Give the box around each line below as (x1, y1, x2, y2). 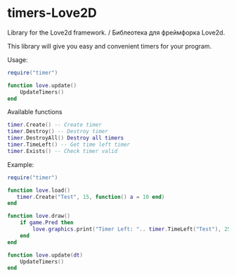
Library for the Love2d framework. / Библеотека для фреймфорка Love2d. (7, 28, 225, 37)
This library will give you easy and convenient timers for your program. (7, 42, 212, 50)
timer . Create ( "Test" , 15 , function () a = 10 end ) (16, 193, 165, 200)
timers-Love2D (7, 5, 97, 21)
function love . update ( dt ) (7, 252, 83, 259)
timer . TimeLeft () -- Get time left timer (7, 141, 131, 149)
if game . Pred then (20, 219, 74, 226)
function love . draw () (7, 213, 71, 220)
